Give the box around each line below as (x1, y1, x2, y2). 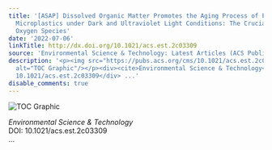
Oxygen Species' (15, 27, 70, 35)
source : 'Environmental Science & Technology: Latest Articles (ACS (8, 49, 244, 57)
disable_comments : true (8, 79, 89, 87)
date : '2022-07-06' (8, 34, 74, 43)
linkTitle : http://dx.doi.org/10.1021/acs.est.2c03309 (8, 42, 198, 50)
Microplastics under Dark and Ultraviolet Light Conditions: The (15, 19, 241, 27)
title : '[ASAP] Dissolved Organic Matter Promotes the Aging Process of (8, 11, 259, 20)
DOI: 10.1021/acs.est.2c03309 (8, 126, 108, 135)
